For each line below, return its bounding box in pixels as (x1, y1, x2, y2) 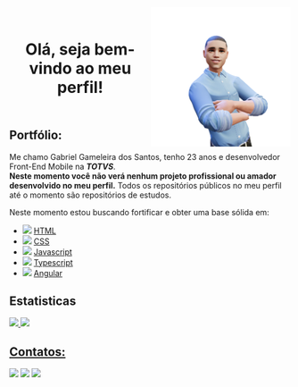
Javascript (33, 246, 73, 257)
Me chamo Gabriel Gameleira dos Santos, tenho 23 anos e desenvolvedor (9, 151, 281, 162)
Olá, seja (25, 39, 91, 60)
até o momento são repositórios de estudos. (9, 189, 172, 200)
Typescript (33, 257, 73, 267)
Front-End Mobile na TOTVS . (9, 161, 116, 172)
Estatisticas (9, 294, 77, 308)
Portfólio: (9, 128, 62, 143)
